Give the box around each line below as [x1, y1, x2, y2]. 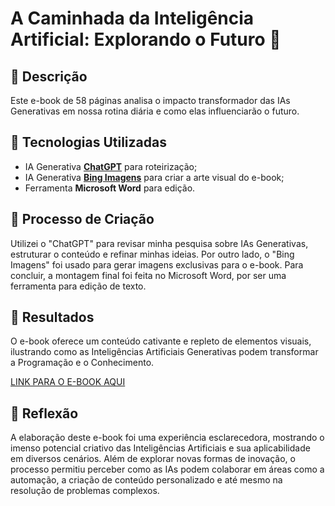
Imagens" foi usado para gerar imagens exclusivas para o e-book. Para [10, 258, 304, 271]
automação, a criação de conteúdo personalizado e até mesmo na [10, 474, 283, 486]
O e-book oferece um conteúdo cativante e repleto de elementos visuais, [10, 335, 312, 347]
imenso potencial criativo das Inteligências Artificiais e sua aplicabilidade [10, 442, 311, 454]
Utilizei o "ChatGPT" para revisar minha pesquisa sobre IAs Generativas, [10, 237, 309, 249]
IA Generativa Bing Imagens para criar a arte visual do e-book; [24, 171, 285, 183]
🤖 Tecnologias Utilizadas [10, 134, 167, 151]
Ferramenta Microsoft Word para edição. [24, 182, 196, 194]
